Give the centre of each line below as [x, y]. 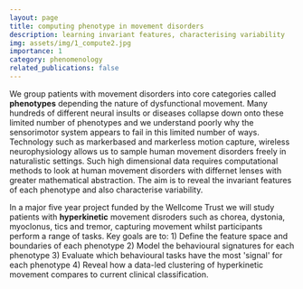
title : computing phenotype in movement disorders [107, 26]
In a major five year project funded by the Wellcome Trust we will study [142, 207]
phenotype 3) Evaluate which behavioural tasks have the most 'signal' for [146, 255]
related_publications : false [64, 69]
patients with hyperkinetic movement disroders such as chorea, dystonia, [147, 217]
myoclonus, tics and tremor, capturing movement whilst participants [136, 226]
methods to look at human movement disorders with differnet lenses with [146, 170]
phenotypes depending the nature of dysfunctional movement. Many [139, 103]
